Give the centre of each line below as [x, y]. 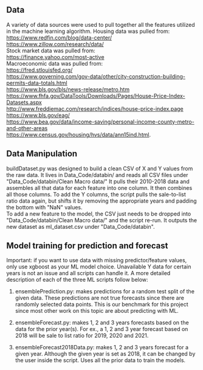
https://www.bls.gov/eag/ [38, 115]
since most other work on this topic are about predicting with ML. [97, 311]
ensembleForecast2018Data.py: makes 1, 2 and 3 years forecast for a [102, 347]
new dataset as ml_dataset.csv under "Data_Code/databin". [81, 226]
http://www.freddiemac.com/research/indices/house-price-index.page [95, 108]
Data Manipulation [42, 154]
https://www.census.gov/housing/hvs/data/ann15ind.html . [78, 134]
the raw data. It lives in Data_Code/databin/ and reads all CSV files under [97, 175]
